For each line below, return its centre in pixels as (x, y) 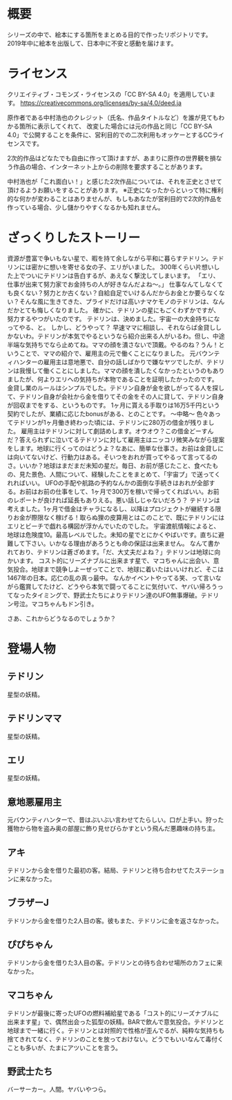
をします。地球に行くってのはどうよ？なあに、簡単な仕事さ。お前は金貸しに (116, 448)
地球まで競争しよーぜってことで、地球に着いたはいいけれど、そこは (127, 569)
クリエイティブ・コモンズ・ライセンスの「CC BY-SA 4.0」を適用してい (108, 94)
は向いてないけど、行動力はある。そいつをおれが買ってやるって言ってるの (112, 457)
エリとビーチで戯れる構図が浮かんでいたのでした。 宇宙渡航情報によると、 (114, 526)
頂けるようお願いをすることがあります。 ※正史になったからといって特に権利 (115, 190)
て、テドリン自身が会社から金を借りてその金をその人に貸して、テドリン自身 (116, 396)
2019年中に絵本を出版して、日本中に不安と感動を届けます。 (92, 43)
